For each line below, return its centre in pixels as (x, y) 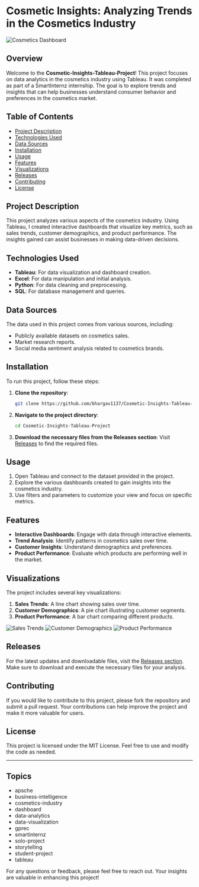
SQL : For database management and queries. (70, 291)
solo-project (30, 841)
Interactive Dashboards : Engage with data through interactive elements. (103, 534)
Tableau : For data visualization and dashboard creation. (83, 272)
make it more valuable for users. (45, 713)
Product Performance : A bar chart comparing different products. (94, 617)
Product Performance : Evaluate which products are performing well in (101, 553)
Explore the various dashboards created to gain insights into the (93, 483)
